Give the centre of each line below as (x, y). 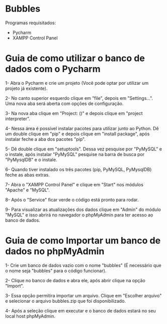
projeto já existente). (26, 88)
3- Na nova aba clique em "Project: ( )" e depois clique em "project (74, 113)
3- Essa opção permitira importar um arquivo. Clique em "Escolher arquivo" (83, 295)
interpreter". (18, 119)
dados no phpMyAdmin (55, 252)
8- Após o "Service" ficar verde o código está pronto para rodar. (72, 199)
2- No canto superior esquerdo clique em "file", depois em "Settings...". (79, 98)
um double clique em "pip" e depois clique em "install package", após (77, 134)
